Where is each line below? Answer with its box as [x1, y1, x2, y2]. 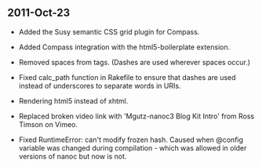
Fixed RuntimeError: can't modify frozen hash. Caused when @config [18, 135, 244, 144]
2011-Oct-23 [7, 6, 71, 20]
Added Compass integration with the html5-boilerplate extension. [18, 42, 231, 52]
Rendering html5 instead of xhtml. [18, 96, 129, 105]
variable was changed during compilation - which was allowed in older [18, 143, 247, 152]
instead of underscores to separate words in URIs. [18, 81, 181, 90]
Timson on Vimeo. [18, 119, 78, 129]
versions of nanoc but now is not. [18, 151, 127, 161]
